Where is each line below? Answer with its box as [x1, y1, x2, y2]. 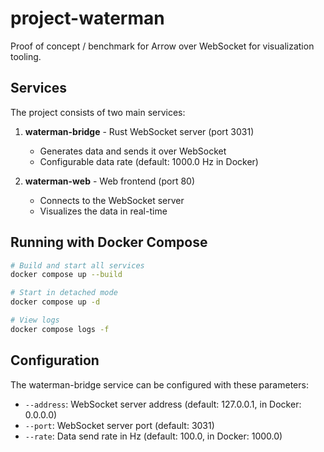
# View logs [10, 315, 60, 326]
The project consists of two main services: [10, 106, 186, 118]
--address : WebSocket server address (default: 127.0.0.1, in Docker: [24, 398, 302, 410]
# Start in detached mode [10, 288, 118, 298]
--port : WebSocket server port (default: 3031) [24, 419, 215, 431]
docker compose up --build [10, 270, 123, 280]
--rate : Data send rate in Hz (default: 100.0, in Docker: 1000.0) [24, 430, 283, 442]
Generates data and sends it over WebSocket [39, 145, 227, 157]
